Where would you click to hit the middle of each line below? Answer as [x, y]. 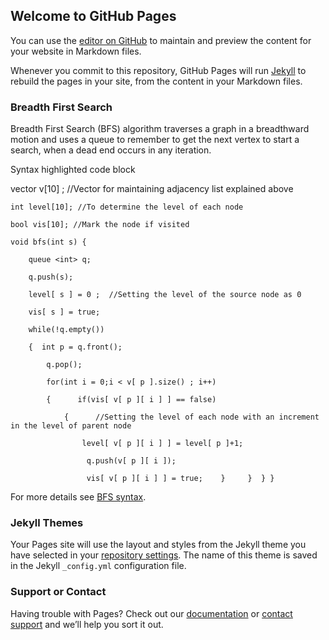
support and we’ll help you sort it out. [87, 624]
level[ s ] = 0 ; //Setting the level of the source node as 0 [165, 295]
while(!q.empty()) [66, 330]
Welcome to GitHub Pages [93, 16]
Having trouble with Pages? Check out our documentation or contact [151, 613]
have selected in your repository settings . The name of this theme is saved [164, 555]
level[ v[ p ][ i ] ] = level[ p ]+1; [162, 444]
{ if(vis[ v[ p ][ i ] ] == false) [131, 400]
